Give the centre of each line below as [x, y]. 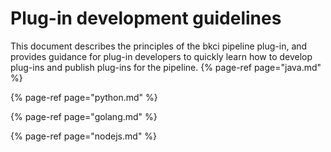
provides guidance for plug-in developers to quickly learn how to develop [161, 56]
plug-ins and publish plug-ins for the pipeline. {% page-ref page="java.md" [166, 67]
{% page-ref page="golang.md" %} [84, 116]
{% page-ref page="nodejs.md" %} [84, 136]
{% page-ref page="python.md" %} [84, 97]
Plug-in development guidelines [146, 18]
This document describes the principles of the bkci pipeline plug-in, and [159, 46]
